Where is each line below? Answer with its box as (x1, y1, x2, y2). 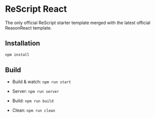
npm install (5, 52, 29, 57)
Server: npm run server (12, 88, 59, 94)
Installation (5, 39, 40, 48)
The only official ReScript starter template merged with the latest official (5, 20, 151, 26)
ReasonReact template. (5, 25, 52, 30)
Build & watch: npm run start (12, 79, 71, 85)
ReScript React (5, 3, 67, 15)
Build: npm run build (12, 98, 54, 104)
